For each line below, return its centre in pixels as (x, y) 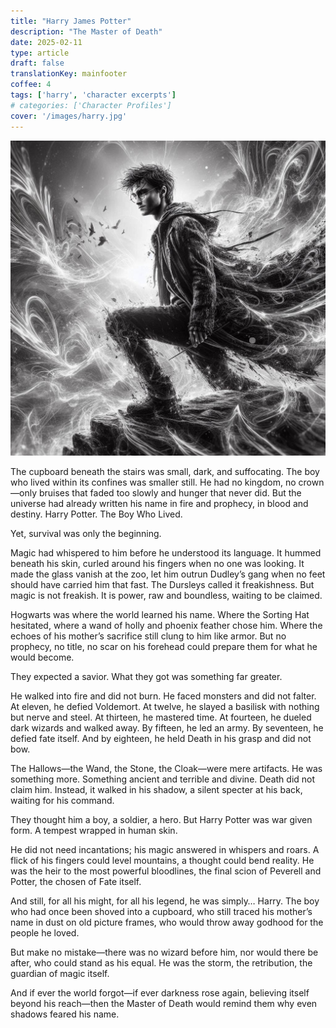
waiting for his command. (62, 800)
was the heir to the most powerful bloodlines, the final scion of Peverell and (166, 871)
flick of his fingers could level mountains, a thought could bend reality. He (162, 860)
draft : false (37, 63)
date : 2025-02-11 (46, 42)
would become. (42, 657)
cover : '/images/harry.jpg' (69, 116)
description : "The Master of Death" (86, 31)
